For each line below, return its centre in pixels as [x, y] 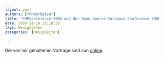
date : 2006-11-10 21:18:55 [32, 23]
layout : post [18, 10]
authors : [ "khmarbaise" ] [30, 14]
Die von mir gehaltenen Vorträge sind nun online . [54, 50]
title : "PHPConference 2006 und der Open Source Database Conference [77, 19]
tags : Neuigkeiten [24, 28]
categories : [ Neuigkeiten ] [32, 32]
